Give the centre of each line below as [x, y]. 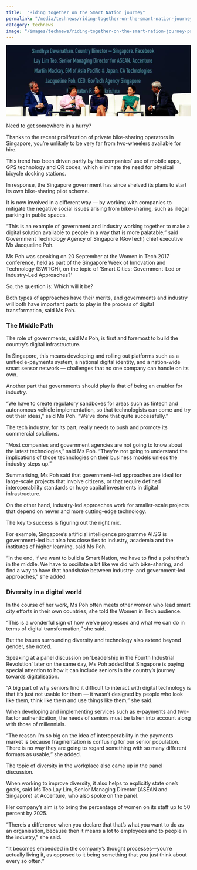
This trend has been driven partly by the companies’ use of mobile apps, [94, 161]
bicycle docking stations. [36, 174]
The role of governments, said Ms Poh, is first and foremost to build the [92, 338]
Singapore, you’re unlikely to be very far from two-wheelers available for [94, 143]
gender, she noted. [29, 646]
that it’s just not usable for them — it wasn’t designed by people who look [95, 694]
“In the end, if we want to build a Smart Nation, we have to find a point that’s [98, 558]
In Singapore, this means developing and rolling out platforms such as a [93, 356]
